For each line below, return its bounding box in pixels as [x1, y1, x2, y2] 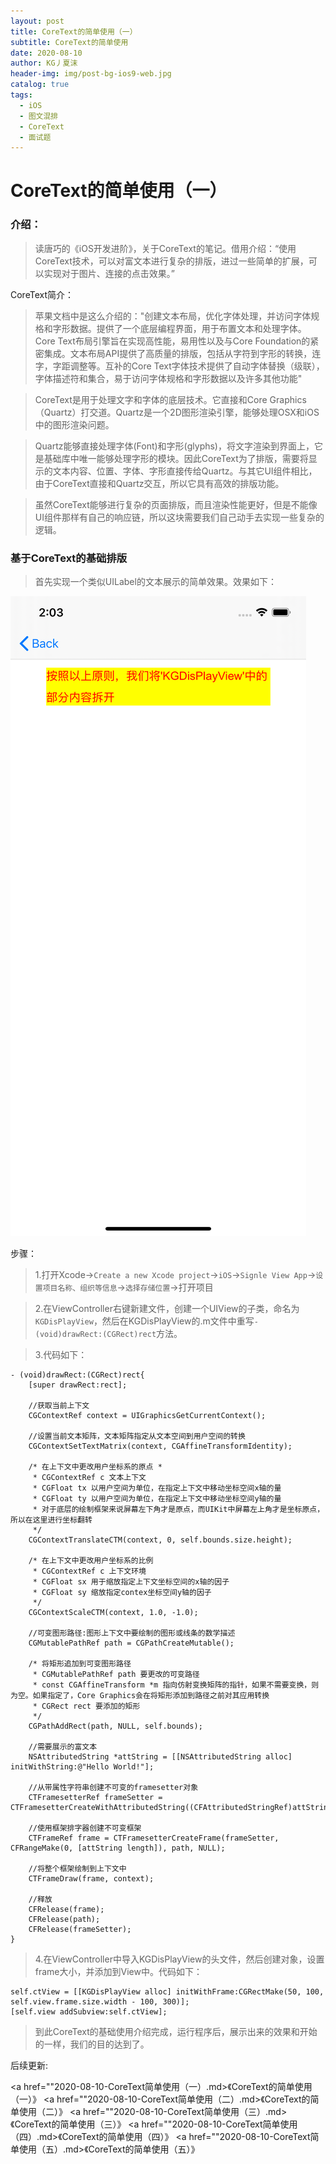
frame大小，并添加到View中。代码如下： [34, 1966, 203, 1978]
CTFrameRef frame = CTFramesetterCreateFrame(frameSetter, [28, 1833, 280, 1844]
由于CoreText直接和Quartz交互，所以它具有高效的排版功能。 [34, 477, 285, 489]
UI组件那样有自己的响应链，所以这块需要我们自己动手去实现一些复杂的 [34, 511, 325, 523]
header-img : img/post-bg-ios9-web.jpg [10, 69, 172, 79]
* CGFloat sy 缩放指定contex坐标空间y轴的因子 [32, 1588, 212, 1598]
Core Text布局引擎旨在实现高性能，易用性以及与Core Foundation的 [34, 335, 311, 347]
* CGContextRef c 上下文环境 [32, 1566, 147, 1577]
